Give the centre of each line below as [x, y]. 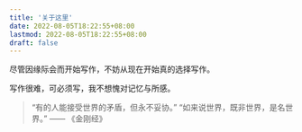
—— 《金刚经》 [78, 119]
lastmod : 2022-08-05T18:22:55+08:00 [78, 34]
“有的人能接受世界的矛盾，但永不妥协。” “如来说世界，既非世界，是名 [158, 108]
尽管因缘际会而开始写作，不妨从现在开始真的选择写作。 [112, 69]
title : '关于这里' [41, 18]
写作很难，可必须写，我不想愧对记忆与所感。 [92, 88]
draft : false [34, 43]
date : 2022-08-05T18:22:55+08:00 [72, 26]
